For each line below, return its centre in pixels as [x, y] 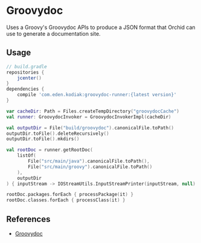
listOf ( [27, 156]
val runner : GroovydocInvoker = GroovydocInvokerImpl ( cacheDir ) [89, 117]
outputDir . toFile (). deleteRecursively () [58, 134]
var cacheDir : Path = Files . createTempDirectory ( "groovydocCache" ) [93, 111]
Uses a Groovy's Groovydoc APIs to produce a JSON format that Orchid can [101, 27]
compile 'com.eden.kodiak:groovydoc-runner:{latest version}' [97, 95]
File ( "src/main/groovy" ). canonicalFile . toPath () [90, 167]
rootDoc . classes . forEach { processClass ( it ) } [66, 200]
